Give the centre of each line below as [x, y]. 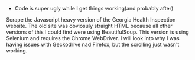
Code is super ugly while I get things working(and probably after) [94, 8]
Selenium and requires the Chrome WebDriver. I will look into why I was [93, 38]
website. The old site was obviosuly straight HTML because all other [89, 26]
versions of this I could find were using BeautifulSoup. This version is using [97, 32]
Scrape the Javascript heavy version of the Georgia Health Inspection [91, 20]
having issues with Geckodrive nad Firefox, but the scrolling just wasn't [93, 44]
